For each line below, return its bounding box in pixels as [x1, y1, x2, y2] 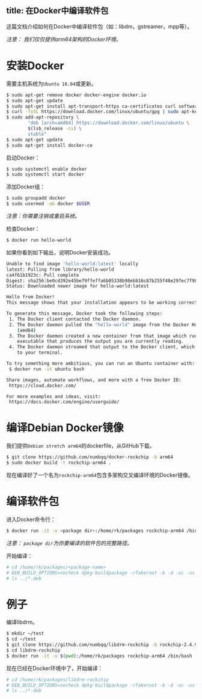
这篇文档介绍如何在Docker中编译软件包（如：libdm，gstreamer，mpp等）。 [6, 23, 193, 30]
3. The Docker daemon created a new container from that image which [8, 333, 187, 339]
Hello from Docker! [6, 294, 55, 300]
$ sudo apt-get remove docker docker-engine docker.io [6, 92, 147, 98]
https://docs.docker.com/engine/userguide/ [8, 399, 120, 405]
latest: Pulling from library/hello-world [6, 266, 114, 273]
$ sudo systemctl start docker [6, 171, 85, 177]
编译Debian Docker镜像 [6, 421, 124, 435]
